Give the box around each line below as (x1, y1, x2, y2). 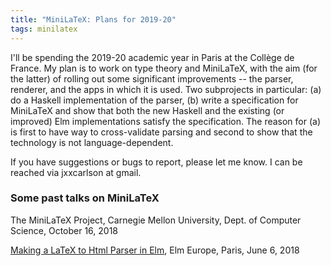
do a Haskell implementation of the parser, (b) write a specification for (10, 94, 299, 106)
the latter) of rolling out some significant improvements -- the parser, (10, 72, 294, 85)
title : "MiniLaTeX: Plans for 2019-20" (10, 14, 177, 25)
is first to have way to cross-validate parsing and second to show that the (10, 126, 313, 138)
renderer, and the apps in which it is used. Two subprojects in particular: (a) (10, 83, 322, 95)
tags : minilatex (10, 24, 78, 34)
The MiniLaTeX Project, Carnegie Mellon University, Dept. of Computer (10, 214, 302, 226)
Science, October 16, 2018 (10, 224, 119, 236)
